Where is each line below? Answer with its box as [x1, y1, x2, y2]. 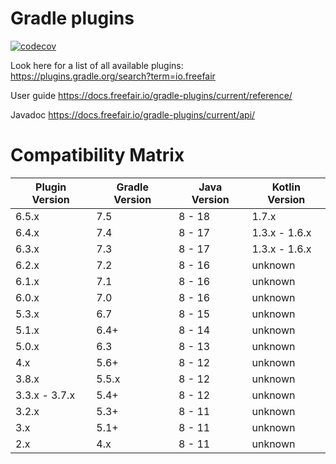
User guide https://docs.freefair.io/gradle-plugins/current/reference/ [10, 89, 293, 101]
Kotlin [271, 180, 301, 194]
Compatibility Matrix [10, 144, 185, 167]
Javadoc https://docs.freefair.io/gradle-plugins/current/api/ [10, 108, 256, 121]
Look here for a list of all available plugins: [10, 59, 184, 71]
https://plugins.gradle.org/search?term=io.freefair [10, 70, 216, 82]
